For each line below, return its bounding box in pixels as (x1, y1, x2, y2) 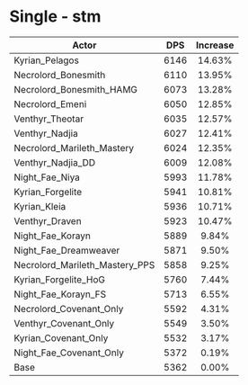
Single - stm (9, 6, 102, 27)
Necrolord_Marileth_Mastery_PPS (13, 258, 155, 271)
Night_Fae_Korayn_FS (13, 288, 106, 300)
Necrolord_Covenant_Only (13, 302, 124, 315)
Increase (196, 39, 235, 51)
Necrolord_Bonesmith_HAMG (13, 83, 137, 95)
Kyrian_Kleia (13, 200, 66, 212)
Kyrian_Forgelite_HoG (13, 273, 106, 285)
